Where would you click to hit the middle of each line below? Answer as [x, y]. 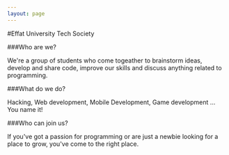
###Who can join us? [38, 123]
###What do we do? [37, 88]
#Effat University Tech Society [51, 33]
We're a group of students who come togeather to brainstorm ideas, [105, 60]
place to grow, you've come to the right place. [73, 144]
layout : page [26, 14]
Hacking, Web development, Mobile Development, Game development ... [111, 102]
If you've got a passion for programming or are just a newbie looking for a [113, 136]
